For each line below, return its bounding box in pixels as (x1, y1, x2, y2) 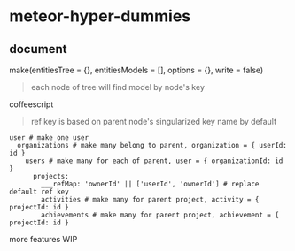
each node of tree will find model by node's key (30, 82, 206, 92)
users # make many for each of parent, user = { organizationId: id (25, 156, 283, 165)
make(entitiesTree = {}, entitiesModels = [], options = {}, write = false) (9, 65, 264, 75)
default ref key (9, 187, 69, 196)
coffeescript (9, 99, 54, 110)
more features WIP (9, 234, 78, 244)
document (9, 42, 67, 57)
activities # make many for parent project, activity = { (41, 195, 260, 204)
